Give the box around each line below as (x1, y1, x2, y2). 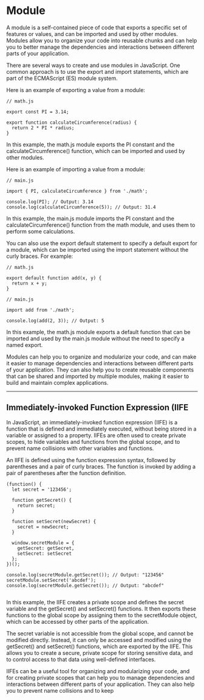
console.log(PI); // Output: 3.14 (6, 199, 94, 205)
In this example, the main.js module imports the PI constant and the (6, 215, 175, 222)
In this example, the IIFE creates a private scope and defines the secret (6, 598, 184, 605)
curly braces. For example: (6, 252, 73, 260)
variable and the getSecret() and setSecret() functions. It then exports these (6, 605, 196, 612)
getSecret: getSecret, (17, 545, 75, 551)
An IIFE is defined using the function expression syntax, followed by (6, 456, 176, 463)
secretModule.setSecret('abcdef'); (6, 577, 97, 583)
